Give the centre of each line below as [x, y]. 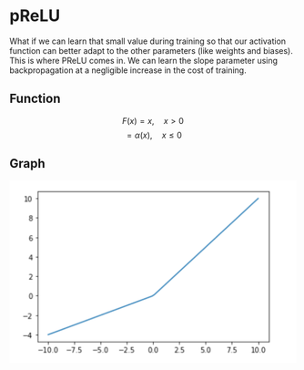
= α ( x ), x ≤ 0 [154, 135]
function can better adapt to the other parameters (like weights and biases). [152, 50]
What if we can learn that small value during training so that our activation [148, 41]
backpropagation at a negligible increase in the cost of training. [128, 70]
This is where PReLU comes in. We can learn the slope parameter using [144, 60]
